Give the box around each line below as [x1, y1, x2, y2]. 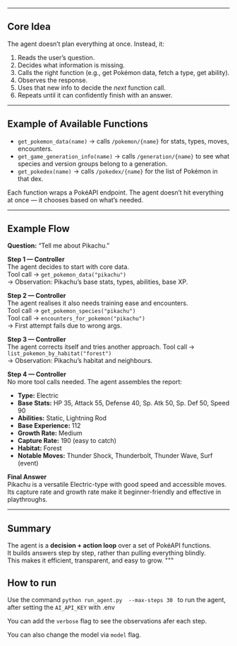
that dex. [17, 174, 44, 183]
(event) [17, 459, 39, 468]
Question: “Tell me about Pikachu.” [7, 241, 110, 250]
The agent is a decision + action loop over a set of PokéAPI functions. [7, 541, 212, 550]
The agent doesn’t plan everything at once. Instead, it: [7, 40, 164, 48]
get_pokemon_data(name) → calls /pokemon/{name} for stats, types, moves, [17, 137, 229, 145]
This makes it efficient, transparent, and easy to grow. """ [7, 556, 174, 565]
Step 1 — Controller [7, 255, 65, 264]
